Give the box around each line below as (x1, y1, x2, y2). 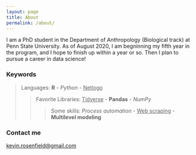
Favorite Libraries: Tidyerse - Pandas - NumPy (35, 95, 152, 102)
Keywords (6, 70, 37, 78)
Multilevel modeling (50, 113, 102, 120)
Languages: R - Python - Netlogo (20, 84, 103, 91)
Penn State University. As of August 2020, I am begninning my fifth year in (6, 42, 190, 50)
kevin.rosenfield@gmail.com (6, 142, 77, 149)
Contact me (6, 128, 41, 136)
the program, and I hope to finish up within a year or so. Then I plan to (6, 49, 179, 56)
